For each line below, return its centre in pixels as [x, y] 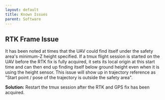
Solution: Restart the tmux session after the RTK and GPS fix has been [78, 87]
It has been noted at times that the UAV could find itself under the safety [79, 51]
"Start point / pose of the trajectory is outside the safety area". [69, 78]
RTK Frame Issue [32, 39]
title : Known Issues [27, 14]
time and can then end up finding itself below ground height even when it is [82, 67]
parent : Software [23, 19]
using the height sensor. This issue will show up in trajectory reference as [81, 72]
